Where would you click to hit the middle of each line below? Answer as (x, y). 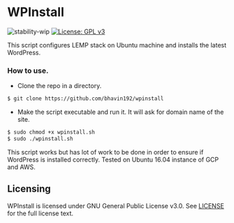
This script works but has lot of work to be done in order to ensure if (105, 152)
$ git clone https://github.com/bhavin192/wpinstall (86, 99)
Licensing (29, 189)
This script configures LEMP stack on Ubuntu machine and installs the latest (117, 45)
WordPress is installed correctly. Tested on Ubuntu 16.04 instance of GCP (113, 159)
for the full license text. (41, 213)
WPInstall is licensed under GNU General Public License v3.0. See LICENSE (116, 206)
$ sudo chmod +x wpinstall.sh (51, 132)
